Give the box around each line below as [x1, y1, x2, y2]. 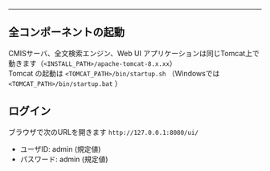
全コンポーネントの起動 [8, 26, 125, 39]
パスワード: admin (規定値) [19, 154, 108, 164]
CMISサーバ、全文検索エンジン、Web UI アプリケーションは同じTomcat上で [8, 48, 260, 58]
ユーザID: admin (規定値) [19, 144, 101, 153]
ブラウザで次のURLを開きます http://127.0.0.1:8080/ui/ [8, 127, 199, 136]
